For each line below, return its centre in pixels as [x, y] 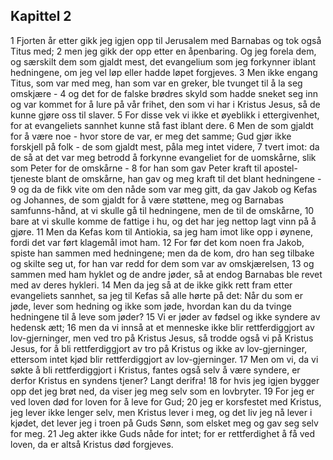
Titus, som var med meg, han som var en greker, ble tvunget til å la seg [156, 83]
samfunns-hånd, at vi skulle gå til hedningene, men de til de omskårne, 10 [162, 210]
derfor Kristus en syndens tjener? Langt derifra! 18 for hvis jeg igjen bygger [165, 380]
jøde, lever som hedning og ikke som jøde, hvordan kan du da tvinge [151, 306]
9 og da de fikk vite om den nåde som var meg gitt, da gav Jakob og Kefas [164, 189]
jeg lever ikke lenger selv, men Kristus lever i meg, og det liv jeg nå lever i [161, 412]
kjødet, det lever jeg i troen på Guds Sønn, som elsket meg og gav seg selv [164, 423]
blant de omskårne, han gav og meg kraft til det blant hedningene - [183, 178]
